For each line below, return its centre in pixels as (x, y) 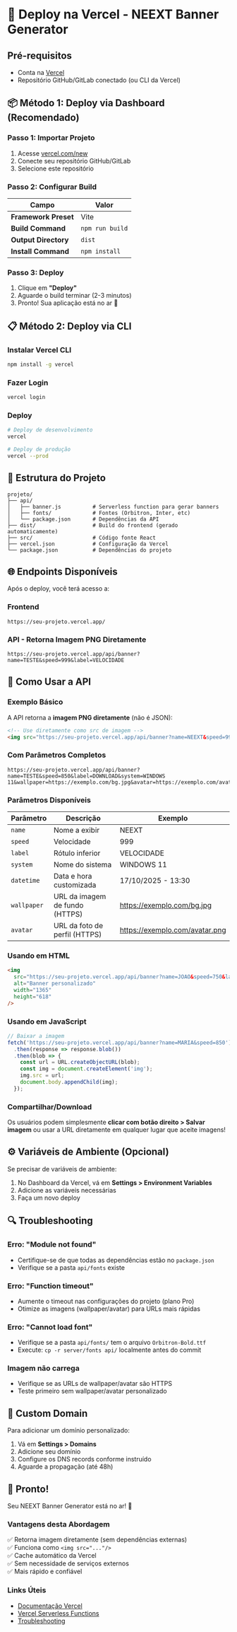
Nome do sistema (83, 864)
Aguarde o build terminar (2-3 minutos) (74, 296)
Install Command (40, 251)
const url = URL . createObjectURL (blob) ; (80, 1063)
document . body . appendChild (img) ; (69, 1082)
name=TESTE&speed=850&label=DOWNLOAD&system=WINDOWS (86, 776)
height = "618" (33, 997)
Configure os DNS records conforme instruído (84, 1459)
